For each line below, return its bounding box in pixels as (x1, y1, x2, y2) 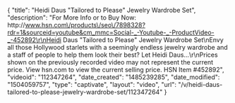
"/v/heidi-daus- (177, 81, 223, 88)
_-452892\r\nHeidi (7, 36, 62, 44)
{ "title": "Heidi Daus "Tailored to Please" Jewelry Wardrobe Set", (7, 6, 196, 14)
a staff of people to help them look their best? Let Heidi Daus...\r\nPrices (7, 50, 218, 59)
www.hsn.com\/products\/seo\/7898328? (25, 21, 146, 29)
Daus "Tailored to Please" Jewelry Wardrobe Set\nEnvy (63, 36, 224, 44)
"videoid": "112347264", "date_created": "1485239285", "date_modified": (7, 73, 220, 81)
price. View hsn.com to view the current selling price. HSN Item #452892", (7, 66, 224, 74)
